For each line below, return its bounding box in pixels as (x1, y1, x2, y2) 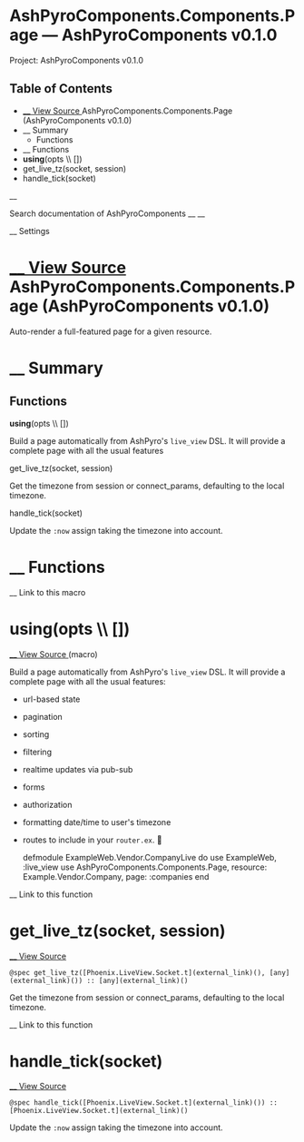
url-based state (22, 694, 81, 704)
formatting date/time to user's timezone (22, 816, 172, 827)
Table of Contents (9, 81, 113, 96)
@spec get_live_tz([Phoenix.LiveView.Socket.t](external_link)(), (9, 968, 266, 977)
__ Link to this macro (9, 586, 86, 597)
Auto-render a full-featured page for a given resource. (9, 326, 212, 337)
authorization (22, 799, 73, 810)
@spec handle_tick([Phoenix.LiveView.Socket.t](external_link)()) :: (9, 1098, 279, 1108)
